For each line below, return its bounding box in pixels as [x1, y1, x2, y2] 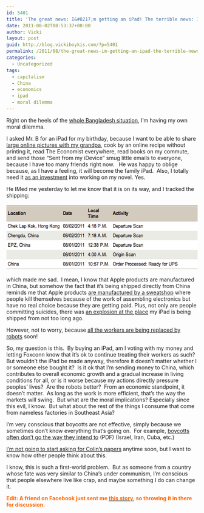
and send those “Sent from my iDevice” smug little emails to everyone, [6, 154, 183, 161]
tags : [6, 67, 20, 73]
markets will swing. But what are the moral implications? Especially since [6, 396, 190, 403]
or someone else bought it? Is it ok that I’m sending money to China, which [6, 364, 194, 371]
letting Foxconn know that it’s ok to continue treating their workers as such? [6, 350, 195, 358]
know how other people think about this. [6, 452, 107, 459]
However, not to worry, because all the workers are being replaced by [6, 326, 181, 334]
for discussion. [6, 501, 46, 508]
